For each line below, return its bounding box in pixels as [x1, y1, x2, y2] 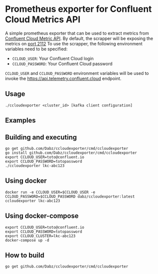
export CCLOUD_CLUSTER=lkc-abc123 [5, 233, 76, 239]
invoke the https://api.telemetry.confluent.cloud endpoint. [5, 75, 122, 81]
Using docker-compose [5, 212, 79, 220]
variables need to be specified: [5, 46, 68, 52]
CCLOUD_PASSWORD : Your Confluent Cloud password [12, 61, 113, 67]
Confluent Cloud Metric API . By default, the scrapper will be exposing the [5, 35, 154, 41]
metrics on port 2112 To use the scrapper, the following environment [5, 40, 143, 46]
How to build [5, 251, 45, 259]
